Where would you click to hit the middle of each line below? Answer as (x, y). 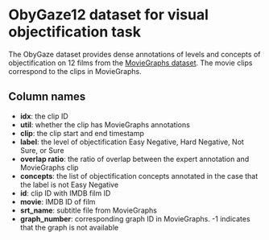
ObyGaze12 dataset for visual (109, 15)
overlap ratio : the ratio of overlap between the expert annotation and (134, 159)
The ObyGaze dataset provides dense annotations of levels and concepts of (134, 54)
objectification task (75, 32)
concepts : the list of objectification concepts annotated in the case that (139, 176)
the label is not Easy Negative (69, 184)
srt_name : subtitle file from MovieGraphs (88, 210)
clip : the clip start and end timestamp (82, 133)
